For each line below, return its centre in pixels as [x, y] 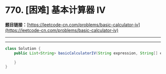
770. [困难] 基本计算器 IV [55, 10]
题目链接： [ [17, 25]
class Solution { [23, 48]
